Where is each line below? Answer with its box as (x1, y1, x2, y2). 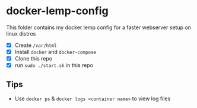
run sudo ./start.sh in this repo (14, 62, 94, 69)
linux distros (6, 30, 36, 37)
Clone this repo (14, 55, 52, 62)
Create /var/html (14, 42, 58, 49)
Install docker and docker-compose (14, 49, 97, 55)
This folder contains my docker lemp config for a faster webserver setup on (6, 24, 192, 31)
